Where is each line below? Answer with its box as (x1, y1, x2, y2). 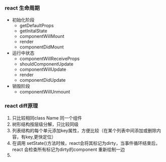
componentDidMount (19, 44, 64, 50)
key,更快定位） (25, 134, 57, 140)
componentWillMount (19, 33, 65, 39)
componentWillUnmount (19, 89, 70, 95)
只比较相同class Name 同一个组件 (12, 115, 82, 121)
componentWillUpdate (19, 67, 67, 73)
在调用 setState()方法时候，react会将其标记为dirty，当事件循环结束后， (12, 140, 160, 146)
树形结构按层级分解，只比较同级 (12, 121, 79, 127)
